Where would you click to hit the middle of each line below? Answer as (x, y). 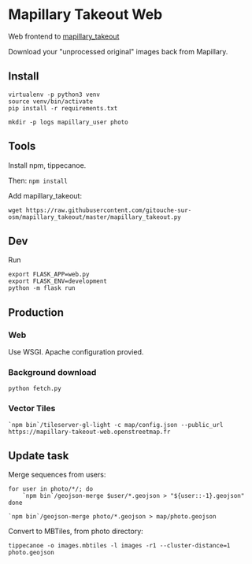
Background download (52, 372)
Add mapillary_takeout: (45, 195)
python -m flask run (42, 288)
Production (36, 312)
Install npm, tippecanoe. (47, 165)
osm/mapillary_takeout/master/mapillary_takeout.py (94, 217)
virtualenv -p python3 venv (54, 95)
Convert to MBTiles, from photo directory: (76, 531)
